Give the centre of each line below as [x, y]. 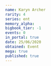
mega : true [16, 51]
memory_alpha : [20, 24]
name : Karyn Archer [25, 10]
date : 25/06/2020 [23, 42]
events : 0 [15, 33]
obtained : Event [22, 47]
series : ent [17, 19]
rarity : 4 [15, 14]
